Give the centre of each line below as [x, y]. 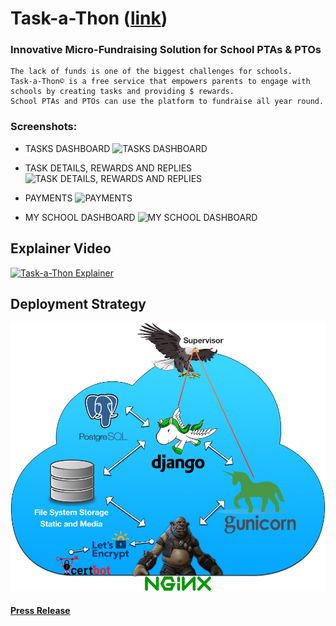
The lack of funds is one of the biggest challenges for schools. [151, 72]
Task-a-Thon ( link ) [89, 18]
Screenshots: [44, 127]
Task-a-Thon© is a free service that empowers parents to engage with [160, 82]
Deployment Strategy [78, 303]
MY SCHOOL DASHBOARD [80, 217]
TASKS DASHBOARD [67, 148]
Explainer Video [61, 248]
